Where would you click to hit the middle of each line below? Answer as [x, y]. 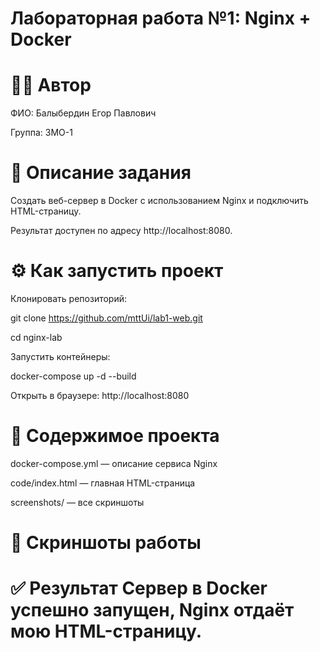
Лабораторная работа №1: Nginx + [161, 18]
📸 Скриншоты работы [106, 543]
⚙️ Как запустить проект [117, 271]
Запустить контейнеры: [60, 356]
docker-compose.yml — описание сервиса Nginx [114, 463]
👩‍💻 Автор [51, 85]
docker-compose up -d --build [73, 376]
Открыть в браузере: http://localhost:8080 [100, 395]
